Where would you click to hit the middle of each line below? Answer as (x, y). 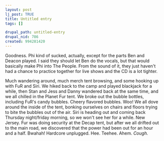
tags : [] (14, 23)
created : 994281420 (25, 42)
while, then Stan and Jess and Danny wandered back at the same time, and (82, 91)
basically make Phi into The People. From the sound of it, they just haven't (81, 66)
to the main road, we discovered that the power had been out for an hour (79, 128)
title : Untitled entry (28, 19)
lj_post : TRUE (20, 14)
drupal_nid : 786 (22, 37)
